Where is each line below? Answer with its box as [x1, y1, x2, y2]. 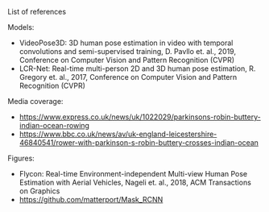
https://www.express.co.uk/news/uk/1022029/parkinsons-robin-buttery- [19, 112, 261, 122]
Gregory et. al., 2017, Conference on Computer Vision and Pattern [19, 73, 238, 81]
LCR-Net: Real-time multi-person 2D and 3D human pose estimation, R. [19, 64, 256, 73]
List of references [7, 7, 66, 16]
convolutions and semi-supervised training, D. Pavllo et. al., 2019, [19, 47, 237, 56]
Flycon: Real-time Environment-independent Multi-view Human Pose [19, 169, 248, 178]
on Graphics [19, 186, 60, 196]
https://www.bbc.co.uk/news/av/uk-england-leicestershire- [19, 129, 217, 139]
